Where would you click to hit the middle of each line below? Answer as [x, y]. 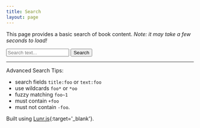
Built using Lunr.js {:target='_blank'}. [50, 119]
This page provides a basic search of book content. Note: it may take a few [99, 34]
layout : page [22, 17]
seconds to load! [27, 40]
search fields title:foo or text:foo [58, 82]
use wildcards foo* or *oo [46, 88]
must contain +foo [37, 101]
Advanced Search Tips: [35, 70]
